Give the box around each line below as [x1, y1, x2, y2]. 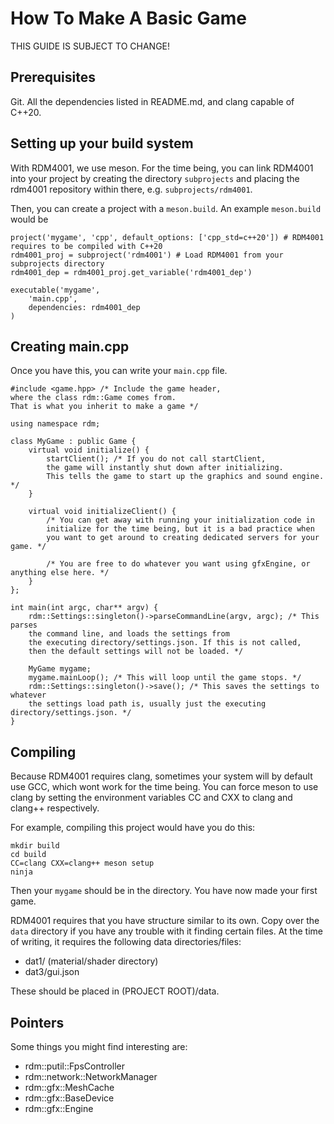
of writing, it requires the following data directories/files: [10, 936, 242, 948]
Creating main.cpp [10, 338, 130, 355]
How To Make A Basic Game [10, 7, 247, 30]
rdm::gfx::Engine [24, 1103, 94, 1114]
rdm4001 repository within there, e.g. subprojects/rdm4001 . [10, 183, 253, 195]
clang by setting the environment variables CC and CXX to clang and [10, 792, 293, 804]
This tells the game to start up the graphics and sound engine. [46, 472, 325, 482]
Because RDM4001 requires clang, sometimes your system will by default [10, 770, 313, 782]
